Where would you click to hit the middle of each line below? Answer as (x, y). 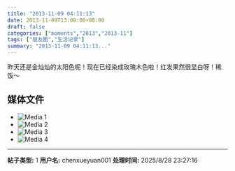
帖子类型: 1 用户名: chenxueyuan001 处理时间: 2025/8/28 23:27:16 (102, 160)
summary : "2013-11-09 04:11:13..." (59, 46)
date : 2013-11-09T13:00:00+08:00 (56, 20)
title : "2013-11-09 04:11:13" (51, 14)
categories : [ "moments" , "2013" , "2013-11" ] (70, 33)
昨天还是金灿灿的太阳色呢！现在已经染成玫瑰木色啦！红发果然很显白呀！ (111, 67)
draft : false (26, 27)
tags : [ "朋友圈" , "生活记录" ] (46, 40)
